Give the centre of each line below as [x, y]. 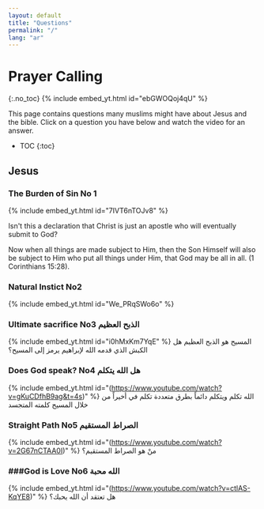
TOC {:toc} [37, 146]
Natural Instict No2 [45, 287]
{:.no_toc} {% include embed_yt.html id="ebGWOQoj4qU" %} [108, 99]
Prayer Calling [55, 77]
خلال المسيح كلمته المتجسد [48, 405]
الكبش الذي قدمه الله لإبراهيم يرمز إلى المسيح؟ [78, 350]
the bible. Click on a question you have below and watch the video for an [126, 123]
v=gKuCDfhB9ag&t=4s [45, 396]
